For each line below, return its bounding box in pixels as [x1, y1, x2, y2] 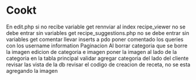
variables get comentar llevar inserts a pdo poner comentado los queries [6, 36, 184, 43]
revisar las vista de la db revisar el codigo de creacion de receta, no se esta [6, 60, 191, 68]
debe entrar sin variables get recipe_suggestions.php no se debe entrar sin [6, 29, 189, 36]
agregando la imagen [6, 67, 58, 74]
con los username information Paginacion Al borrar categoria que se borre [6, 42, 188, 49]
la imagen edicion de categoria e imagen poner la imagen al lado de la [6, 48, 177, 55]
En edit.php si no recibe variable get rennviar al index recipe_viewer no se [6, 23, 186, 30]
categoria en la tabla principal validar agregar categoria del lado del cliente [6, 55, 189, 62]
